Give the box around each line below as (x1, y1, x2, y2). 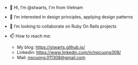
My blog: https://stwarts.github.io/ (16, 44, 85, 50)
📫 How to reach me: (9, 33, 51, 39)
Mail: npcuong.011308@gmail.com (16, 55, 86, 60)
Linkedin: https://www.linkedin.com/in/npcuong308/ (16, 49, 121, 55)
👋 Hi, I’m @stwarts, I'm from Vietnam (9, 5, 83, 10)
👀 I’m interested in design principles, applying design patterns (9, 14, 133, 19)
